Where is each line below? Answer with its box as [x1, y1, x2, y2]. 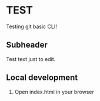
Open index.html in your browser [14, 88, 94, 95]
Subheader [6, 40, 48, 50]
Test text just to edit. [6, 55, 56, 62]
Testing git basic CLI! [6, 23, 57, 30]
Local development [6, 73, 78, 83]
